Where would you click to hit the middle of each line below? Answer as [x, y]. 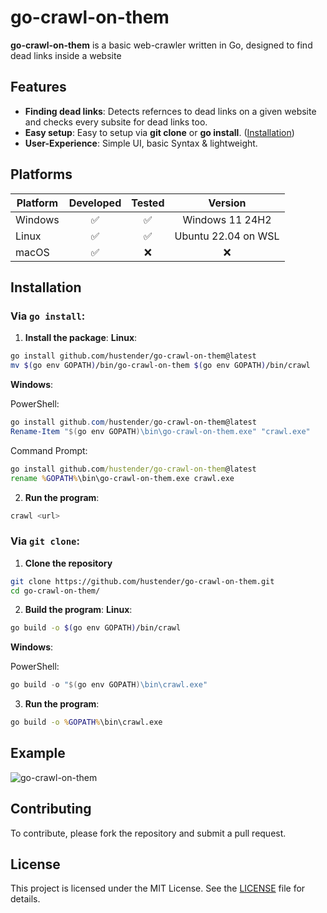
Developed [95, 203]
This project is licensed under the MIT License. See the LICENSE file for [158, 888]
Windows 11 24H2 [227, 219]
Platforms [41, 174]
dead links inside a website [66, 55]
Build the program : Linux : [78, 610]
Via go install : [48, 316]
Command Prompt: [49, 450]
